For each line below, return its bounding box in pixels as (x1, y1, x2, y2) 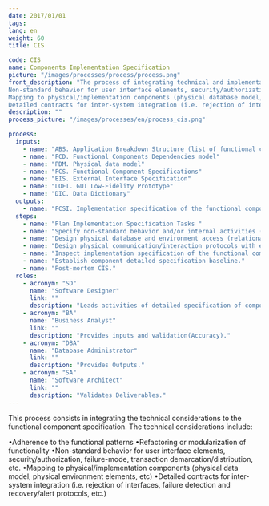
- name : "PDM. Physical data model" (22, 160, 146, 168)
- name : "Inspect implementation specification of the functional (22, 249, 249, 257)
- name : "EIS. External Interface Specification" (22, 175, 192, 183)
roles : (15, 272, 38, 280)
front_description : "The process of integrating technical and (8, 78, 224, 87)
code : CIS (8, 56, 42, 64)
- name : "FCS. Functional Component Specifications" (22, 168, 203, 176)
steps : (15, 212, 38, 221)
